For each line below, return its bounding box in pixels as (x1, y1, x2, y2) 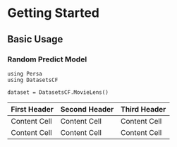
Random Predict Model (7, 54, 87, 64)
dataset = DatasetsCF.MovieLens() (7, 88, 109, 96)
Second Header (60, 104, 114, 114)
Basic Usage (7, 33, 63, 45)
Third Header (121, 104, 166, 114)
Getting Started (7, 5, 100, 21)
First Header (11, 104, 54, 114)
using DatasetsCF (7, 76, 59, 83)
